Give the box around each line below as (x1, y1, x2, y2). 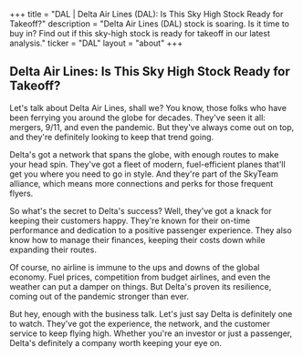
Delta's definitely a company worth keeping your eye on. (9, 337, 222, 348)
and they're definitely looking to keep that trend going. (9, 131, 214, 142)
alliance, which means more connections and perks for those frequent (9, 178, 274, 189)
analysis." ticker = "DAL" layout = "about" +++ (9, 37, 183, 48)
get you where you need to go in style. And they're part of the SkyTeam (9, 168, 278, 179)
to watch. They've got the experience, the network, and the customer (9, 318, 271, 329)
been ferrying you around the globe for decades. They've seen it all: (9, 112, 266, 123)
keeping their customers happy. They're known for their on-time (9, 215, 251, 226)
